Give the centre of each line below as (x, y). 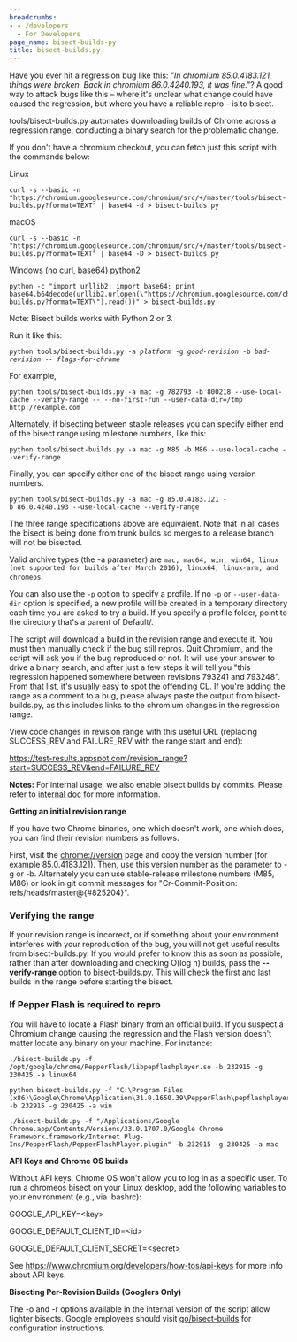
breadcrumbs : (33, 17)
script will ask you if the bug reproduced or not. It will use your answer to (142, 658)
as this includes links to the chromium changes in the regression (163, 706)
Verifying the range (52, 915)
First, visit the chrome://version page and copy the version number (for (138, 855)
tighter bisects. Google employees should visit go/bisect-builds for (130, 1318)
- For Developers (49, 34)
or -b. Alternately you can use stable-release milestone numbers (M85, (145, 874)
